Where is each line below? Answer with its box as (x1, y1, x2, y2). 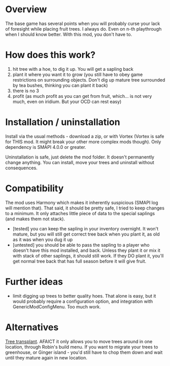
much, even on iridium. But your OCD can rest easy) (12, 98, 122, 104)
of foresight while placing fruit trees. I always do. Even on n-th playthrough (5, 25, 162, 32)
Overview (5, 4, 47, 15)
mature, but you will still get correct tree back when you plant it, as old (12, 231, 160, 237)
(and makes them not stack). (5, 216, 65, 222)
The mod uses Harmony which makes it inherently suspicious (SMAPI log (5, 199, 158, 205)
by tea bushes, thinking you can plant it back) (12, 82, 108, 88)
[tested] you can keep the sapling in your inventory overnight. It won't (12, 225, 159, 231)
